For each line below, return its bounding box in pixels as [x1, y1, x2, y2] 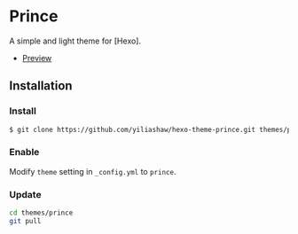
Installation [9, 78, 73, 94]
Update [9, 188, 42, 200]
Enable [9, 146, 40, 159]
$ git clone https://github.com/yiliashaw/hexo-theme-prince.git [9, 125, 255, 134]
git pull [9, 216, 42, 225]
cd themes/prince [9, 208, 74, 218]
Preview [21, 52, 52, 63]
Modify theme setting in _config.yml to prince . [9, 166, 176, 176]
